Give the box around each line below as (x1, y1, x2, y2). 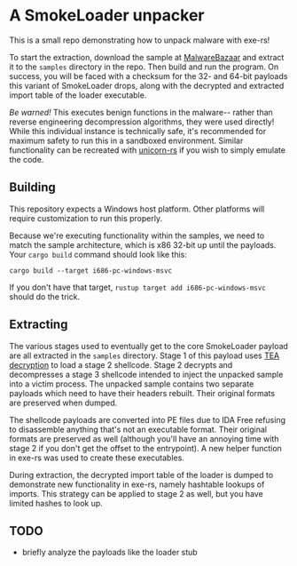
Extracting (9, 317, 68, 332)
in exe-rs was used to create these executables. (9, 452, 184, 463)
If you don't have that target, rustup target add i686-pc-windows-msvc (9, 282, 266, 292)
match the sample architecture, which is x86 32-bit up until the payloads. (9, 239, 277, 250)
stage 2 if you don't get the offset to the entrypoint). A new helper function (9, 442, 282, 453)
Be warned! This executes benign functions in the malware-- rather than (9, 107, 273, 117)
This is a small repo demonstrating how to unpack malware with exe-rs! (9, 35, 270, 45)
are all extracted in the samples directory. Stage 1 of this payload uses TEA (9, 350, 280, 361)
